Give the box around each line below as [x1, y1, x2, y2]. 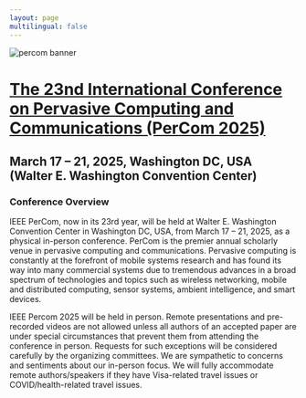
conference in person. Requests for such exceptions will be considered [9, 340, 278, 351]
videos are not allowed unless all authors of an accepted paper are [45, 321, 297, 332]
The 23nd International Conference [9, 79, 283, 99]
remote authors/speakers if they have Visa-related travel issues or [9, 370, 259, 381]
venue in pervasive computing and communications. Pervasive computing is [9, 246, 297, 257]
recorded [9, 321, 44, 332]
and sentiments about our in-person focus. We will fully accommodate [9, 360, 274, 371]
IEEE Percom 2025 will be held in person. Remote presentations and [9, 311, 265, 322]
